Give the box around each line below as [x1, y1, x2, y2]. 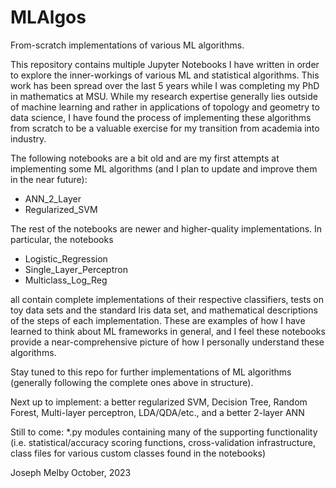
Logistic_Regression [24, 252, 108, 265]
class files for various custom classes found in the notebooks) [10, 447, 267, 459]
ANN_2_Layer [24, 192, 82, 205]
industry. [10, 132, 47, 145]
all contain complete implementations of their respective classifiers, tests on [10, 293, 324, 305]
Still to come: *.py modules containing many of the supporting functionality [10, 426, 318, 438]
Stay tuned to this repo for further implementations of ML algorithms [10, 366, 292, 378]
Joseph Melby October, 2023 [10, 466, 132, 478]
